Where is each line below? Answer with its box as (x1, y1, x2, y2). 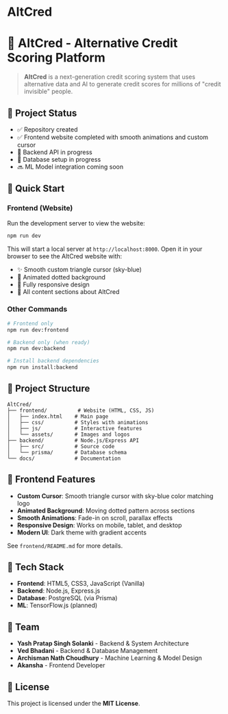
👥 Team (7, 621, 40, 632)
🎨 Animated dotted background (16, 273, 106, 281)
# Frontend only (7, 320, 53, 327)
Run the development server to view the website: (7, 219, 145, 227)
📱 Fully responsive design (16, 280, 90, 288)
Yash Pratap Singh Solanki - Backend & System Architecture (16, 639, 190, 648)
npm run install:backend (7, 364, 78, 371)
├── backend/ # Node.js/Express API (7, 436, 139, 444)
